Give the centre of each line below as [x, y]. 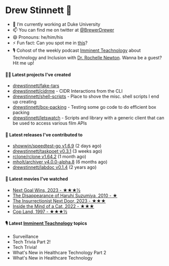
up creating [24, 102]
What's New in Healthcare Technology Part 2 [60, 252]
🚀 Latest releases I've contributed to [44, 135]
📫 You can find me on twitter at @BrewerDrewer [63, 30]
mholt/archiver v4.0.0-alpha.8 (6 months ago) [60, 162]
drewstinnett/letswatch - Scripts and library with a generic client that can [88, 118]
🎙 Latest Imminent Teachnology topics [46, 223]
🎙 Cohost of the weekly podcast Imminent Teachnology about [77, 50]
